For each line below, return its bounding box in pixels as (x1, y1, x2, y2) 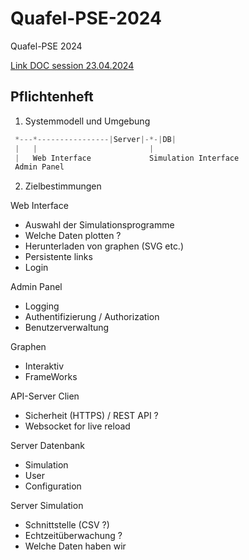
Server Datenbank (10, 440, 85, 452)
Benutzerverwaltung (24, 322, 110, 334)
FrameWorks (24, 371, 78, 383)
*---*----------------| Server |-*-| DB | (14, 134, 177, 144)
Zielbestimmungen (24, 180, 102, 192)
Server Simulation (10, 500, 84, 512)
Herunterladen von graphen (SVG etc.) (24, 240, 185, 252)
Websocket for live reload (24, 420, 131, 432)
